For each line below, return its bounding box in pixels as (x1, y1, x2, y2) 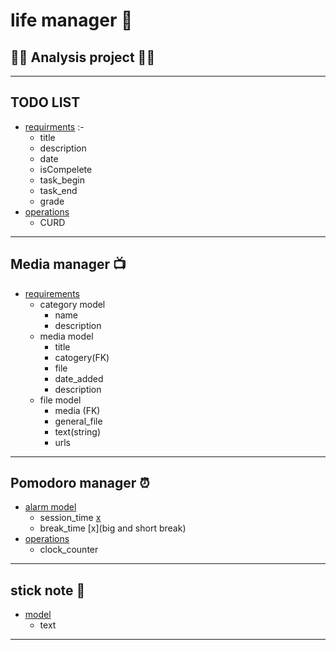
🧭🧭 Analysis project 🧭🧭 (10, 49, 156, 66)
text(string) (54, 425, 102, 438)
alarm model (24, 501, 77, 513)
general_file (54, 415, 103, 427)
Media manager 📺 (10, 256, 127, 273)
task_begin (39, 174, 86, 186)
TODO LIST (10, 94, 81, 111)
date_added (54, 372, 104, 384)
